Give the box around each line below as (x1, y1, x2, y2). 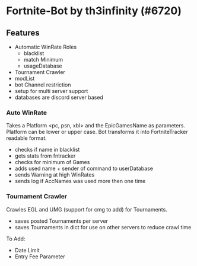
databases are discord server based (14, 94, 104, 101)
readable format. (6, 134, 47, 142)
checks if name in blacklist (14, 146, 80, 153)
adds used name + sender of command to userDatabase (14, 165, 153, 172)
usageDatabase (23, 62, 62, 69)
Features (6, 28, 40, 38)
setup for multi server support (14, 88, 88, 94)
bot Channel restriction (14, 81, 71, 88)
